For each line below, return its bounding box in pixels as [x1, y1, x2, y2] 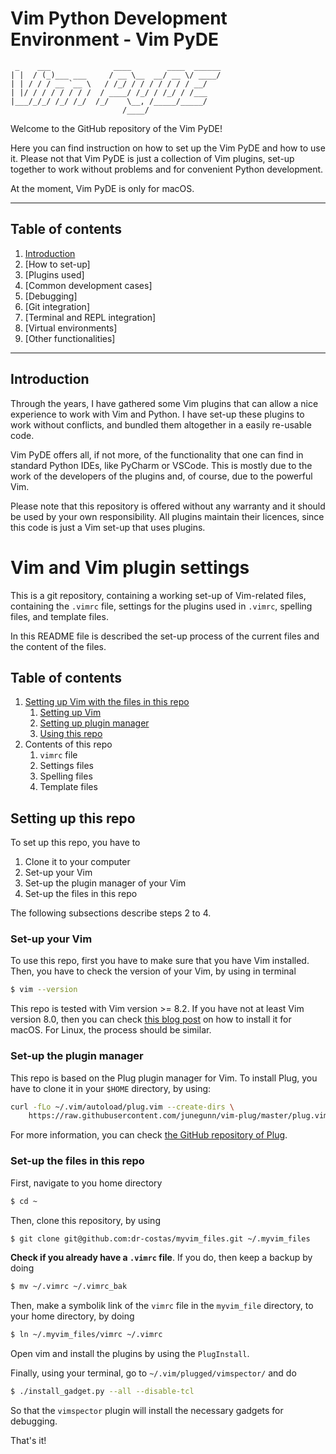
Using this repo [39, 728, 103, 740]
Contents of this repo [24, 738, 113, 751]
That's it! [10, 1435, 47, 1447]
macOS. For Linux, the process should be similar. [10, 1024, 212, 1036]
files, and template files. [10, 610, 109, 622]
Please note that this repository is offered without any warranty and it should [10, 500, 326, 512]
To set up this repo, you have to [10, 837, 141, 849]
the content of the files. [10, 640, 107, 652]
